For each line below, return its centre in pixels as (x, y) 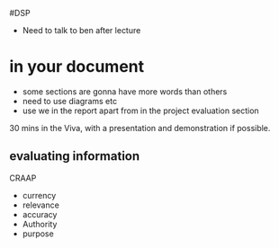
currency (39, 195)
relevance (41, 205)
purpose (38, 234)
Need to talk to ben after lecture (81, 30)
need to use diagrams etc (70, 101)
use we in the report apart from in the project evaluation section (140, 111)
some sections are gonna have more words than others (125, 91)
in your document (77, 67)
